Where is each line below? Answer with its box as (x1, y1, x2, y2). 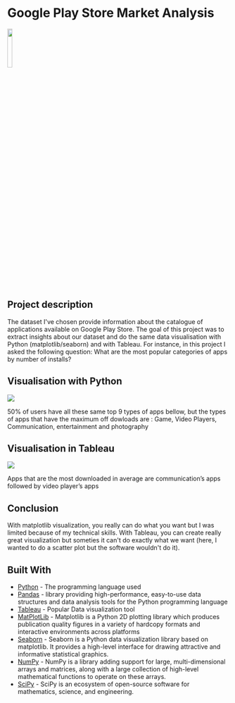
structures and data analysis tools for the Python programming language (17, 597, 228, 606)
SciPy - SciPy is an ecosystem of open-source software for (17, 680, 190, 688)
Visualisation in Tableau (7, 442, 115, 454)
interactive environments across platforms (17, 628, 140, 635)
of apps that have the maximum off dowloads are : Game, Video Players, (7, 414, 217, 423)
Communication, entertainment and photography (7, 422, 149, 430)
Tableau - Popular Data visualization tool (17, 605, 135, 614)
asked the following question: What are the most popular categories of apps (7, 347, 228, 356)
